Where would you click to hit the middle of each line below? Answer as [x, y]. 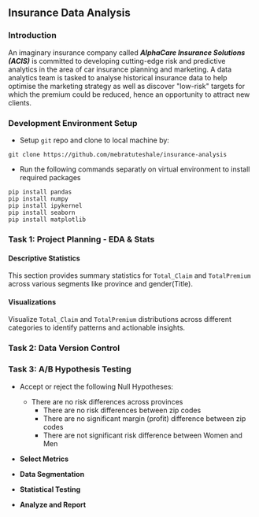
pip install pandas [40, 192]
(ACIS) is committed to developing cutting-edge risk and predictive [117, 61]
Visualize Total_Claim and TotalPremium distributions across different [120, 319]
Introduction [32, 35]
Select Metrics [44, 459]
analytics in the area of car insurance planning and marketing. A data [120, 69]
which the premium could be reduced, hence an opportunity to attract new [129, 94]
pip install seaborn [42, 212]
